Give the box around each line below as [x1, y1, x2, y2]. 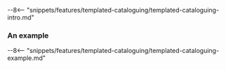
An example [7, 31, 49, 40]
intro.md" [7, 13, 35, 22]
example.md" [7, 54, 46, 62]
